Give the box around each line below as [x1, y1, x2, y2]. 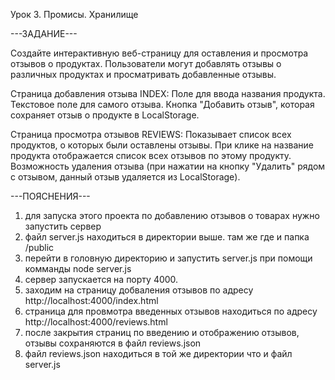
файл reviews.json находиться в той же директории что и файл [24, 348, 293, 359]
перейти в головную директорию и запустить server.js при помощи [24, 252, 313, 264]
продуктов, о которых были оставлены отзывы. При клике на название [10, 139, 315, 151]
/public [24, 242, 55, 253]
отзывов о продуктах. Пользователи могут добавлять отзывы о [10, 58, 282, 69]
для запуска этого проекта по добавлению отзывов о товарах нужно [24, 210, 320, 221]
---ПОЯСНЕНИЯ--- [10, 190, 91, 202]
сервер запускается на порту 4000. [24, 274, 179, 285]
